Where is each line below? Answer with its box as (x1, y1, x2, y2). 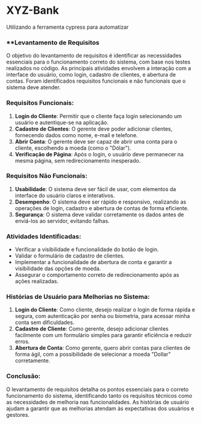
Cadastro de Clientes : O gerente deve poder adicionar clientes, (14, 125, 173, 132)
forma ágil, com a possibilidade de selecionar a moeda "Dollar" (14, 351, 171, 358)
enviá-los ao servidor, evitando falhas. (14, 217, 110, 225)
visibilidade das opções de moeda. (14, 265, 101, 272)
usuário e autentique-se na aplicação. (14, 119, 109, 126)
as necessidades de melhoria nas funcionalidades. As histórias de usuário (6, 398, 190, 405)
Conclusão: (6, 372, 41, 380)
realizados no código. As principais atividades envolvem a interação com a (6, 65, 191, 72)
